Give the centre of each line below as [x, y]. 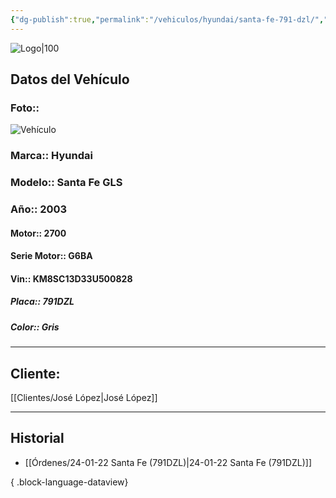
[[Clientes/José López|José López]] [84, 398]
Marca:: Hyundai [51, 156]
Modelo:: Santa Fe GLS [66, 183]
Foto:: [25, 108]
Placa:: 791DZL [42, 302]
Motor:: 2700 [38, 233]
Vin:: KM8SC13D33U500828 [71, 278]
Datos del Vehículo [70, 79]
